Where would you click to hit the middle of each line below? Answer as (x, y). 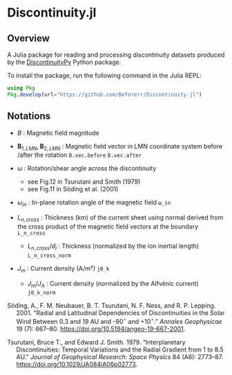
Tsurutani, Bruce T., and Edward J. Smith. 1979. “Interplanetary (96, 342)
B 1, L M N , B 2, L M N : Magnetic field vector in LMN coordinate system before (120, 147)
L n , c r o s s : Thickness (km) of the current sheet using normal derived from (120, 218)
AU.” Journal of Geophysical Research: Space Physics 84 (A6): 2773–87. (120, 357)
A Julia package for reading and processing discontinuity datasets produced (116, 55)
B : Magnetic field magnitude (58, 133)
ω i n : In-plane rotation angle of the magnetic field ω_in (94, 203)
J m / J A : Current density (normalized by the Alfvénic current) (113, 284)
